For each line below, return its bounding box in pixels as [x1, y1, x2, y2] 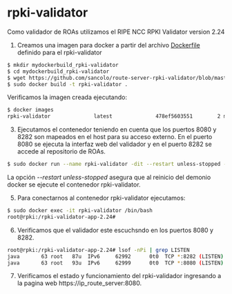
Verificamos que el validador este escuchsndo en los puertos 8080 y [17, 226, 214, 234]
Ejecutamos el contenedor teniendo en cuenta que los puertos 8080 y [17, 125, 217, 134]
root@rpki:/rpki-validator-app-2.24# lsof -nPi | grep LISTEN [7, 246, 190, 253]
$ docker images [7, 107, 54, 114]
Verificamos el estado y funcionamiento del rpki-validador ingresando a [17, 272, 222, 280]
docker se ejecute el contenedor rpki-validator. [7, 180, 141, 189]
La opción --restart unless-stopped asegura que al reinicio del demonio [7, 174, 211, 182]
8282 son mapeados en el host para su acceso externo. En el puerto [17, 133, 213, 141]
